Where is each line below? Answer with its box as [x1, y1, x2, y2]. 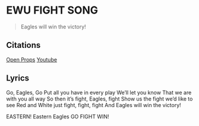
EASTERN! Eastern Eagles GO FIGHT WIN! [6, 113, 109, 120]
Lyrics [6, 73, 30, 83]
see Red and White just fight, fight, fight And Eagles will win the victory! [6, 101, 181, 108]
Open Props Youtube [6, 56, 58, 63]
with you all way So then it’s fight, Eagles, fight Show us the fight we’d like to [6, 95, 193, 102]
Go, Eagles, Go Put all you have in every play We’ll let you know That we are [6, 89, 192, 96]
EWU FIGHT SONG [6, 4, 98, 17]
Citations [6, 40, 41, 50]
